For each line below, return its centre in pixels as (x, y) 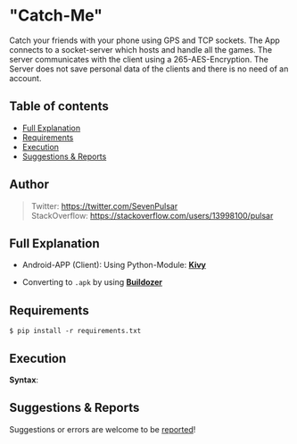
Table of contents (59, 107)
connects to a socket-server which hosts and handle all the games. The (141, 49)
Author (29, 184)
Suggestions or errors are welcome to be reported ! (103, 429)
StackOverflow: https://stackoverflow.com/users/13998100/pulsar (152, 215)
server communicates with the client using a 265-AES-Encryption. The (139, 59)
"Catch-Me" (56, 16)
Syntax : (24, 380)
